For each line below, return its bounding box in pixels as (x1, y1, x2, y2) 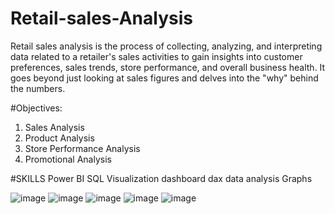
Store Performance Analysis (24, 142, 141, 154)
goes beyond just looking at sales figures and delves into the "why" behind (10, 72, 319, 84)
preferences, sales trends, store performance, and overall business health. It (10, 61, 326, 73)
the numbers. (10, 82, 66, 94)
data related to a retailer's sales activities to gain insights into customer (10, 50, 303, 62)
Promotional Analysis (24, 153, 112, 165)
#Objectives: (10, 102, 63, 114)
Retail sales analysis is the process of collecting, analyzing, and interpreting (10, 40, 323, 52)
